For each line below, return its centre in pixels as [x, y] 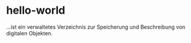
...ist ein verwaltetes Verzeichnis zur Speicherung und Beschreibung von [96, 27]
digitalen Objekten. [29, 33]
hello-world [36, 10]
